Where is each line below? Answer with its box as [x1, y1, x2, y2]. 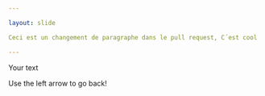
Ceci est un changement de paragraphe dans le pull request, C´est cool [8, 33, 258, 41]
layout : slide [8, 19, 56, 27]
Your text [8, 62, 39, 73]
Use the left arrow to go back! [8, 78, 107, 88]
